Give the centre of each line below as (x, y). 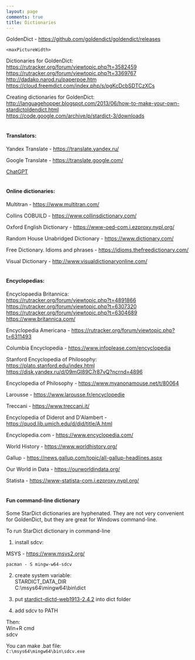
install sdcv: (29, 542)
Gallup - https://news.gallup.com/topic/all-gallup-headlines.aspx (84, 458)
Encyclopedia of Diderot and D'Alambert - (57, 417)
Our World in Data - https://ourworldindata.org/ (63, 469)
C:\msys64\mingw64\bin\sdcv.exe (46, 652)
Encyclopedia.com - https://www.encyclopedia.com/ (70, 435)
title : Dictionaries (31, 22)
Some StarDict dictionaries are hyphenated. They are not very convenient (95, 513)
